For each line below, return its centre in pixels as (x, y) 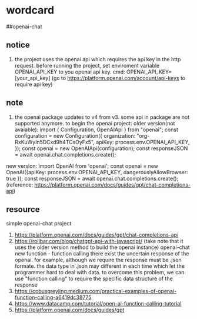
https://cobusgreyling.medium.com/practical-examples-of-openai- (96, 291)
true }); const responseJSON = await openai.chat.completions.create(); (92, 178)
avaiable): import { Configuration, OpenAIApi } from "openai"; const (96, 129)
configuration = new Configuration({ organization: (75, 135)
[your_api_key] (32, 78)
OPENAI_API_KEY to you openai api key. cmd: (70, 72)
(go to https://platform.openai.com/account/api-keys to (118, 78)
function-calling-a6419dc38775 (53, 297)
